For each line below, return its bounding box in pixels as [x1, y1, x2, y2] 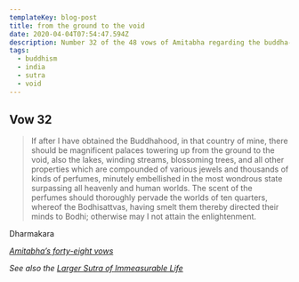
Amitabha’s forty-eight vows [9, 246, 114, 256]
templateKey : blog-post [9, 12, 98, 22]
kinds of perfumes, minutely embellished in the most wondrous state [30, 173, 283, 184]
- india [17, 63, 46, 72]
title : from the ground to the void [9, 21, 145, 30]
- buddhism [17, 54, 58, 63]
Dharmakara [9, 229, 55, 239]
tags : [9, 46, 29, 55]
